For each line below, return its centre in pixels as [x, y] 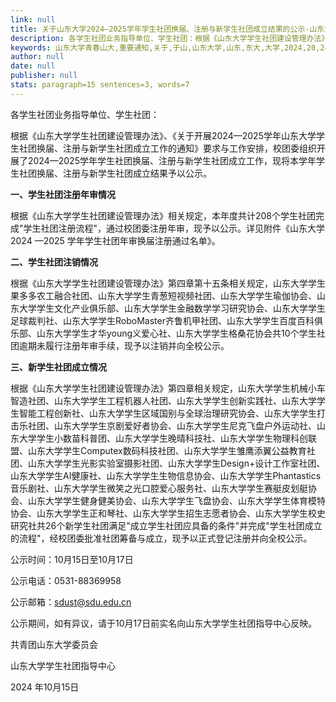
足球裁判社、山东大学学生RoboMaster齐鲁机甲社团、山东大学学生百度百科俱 [166, 320]
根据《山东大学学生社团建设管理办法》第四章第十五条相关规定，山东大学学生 [168, 283]
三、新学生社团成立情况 [58, 367]
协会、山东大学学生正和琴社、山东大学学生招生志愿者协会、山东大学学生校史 [168, 513]
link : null [33, 19]
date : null [33, 66]
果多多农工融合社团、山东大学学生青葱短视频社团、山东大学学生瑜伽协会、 [163, 295]
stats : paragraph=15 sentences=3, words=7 [100, 85]
